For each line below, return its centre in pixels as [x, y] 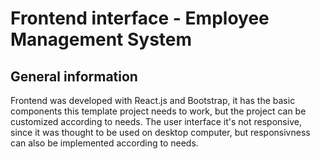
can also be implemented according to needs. [104, 143]
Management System [101, 39]
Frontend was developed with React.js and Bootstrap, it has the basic [153, 100]
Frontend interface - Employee [140, 18]
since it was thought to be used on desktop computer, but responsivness [160, 132]
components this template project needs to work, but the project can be [158, 111]
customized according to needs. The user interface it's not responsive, [156, 121]
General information [74, 76]
